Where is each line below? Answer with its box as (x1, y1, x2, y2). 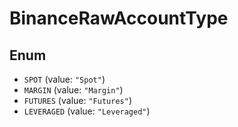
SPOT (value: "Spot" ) (23, 73, 106, 85)
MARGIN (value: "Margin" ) (23, 84, 124, 96)
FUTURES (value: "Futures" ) (23, 95, 132, 106)
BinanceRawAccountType (9, 7, 229, 30)
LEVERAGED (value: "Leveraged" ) (23, 105, 151, 117)
